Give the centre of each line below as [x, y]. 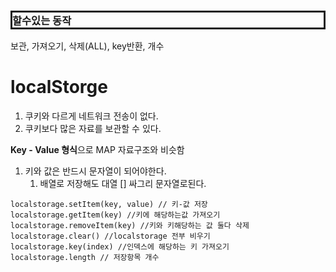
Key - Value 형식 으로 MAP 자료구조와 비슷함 [97, 150]
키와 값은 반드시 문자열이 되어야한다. [95, 171]
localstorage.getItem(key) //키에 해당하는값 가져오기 [115, 215]
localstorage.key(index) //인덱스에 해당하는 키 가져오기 [120, 247]
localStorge [59, 87]
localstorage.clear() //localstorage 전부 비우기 [110, 236]
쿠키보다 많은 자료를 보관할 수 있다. [93, 129]
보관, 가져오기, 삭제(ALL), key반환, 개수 [87, 46]
